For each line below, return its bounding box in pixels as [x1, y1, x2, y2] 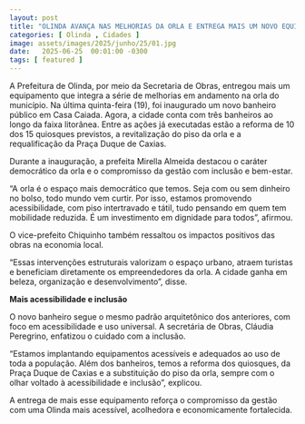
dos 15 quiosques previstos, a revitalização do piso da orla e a [9, 129, 242, 139]
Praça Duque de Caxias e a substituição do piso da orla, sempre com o [9, 368, 275, 378]
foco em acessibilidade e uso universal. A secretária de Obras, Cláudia [9, 321, 274, 331]
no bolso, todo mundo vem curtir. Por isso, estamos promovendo [9, 192, 252, 203]
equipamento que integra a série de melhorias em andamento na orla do [9, 90, 280, 101]
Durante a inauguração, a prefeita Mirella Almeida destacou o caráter [9, 156, 268, 166]
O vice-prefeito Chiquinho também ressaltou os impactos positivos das [9, 230, 275, 241]
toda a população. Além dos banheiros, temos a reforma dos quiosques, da [9, 358, 291, 369]
